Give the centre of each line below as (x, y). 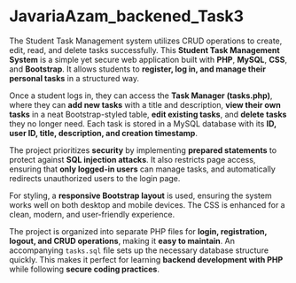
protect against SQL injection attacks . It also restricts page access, (132, 159)
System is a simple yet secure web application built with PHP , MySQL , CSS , (148, 59)
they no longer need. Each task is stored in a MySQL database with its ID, (143, 123)
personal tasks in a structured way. (74, 78)
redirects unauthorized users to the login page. (95, 178)
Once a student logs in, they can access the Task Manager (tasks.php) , (141, 96)
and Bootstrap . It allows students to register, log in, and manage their (137, 69)
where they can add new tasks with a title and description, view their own (145, 104)
